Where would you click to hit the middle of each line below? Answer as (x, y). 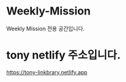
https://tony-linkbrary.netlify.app (47, 72)
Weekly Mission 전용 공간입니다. (46, 28)
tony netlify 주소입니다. (63, 55)
